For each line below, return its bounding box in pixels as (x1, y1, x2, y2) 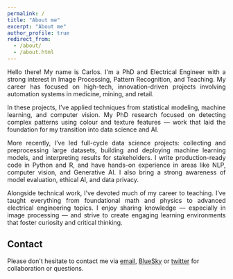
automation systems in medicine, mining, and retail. (7, 89, 154, 98)
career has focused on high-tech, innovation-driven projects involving (7, 82, 226, 91)
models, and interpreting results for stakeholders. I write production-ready (7, 153, 226, 161)
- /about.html (13, 49, 54, 56)
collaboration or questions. (7, 264, 84, 272)
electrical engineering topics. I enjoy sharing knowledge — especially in (7, 204, 226, 212)
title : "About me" (7, 17, 60, 24)
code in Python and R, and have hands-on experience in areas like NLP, (7, 161, 226, 169)
